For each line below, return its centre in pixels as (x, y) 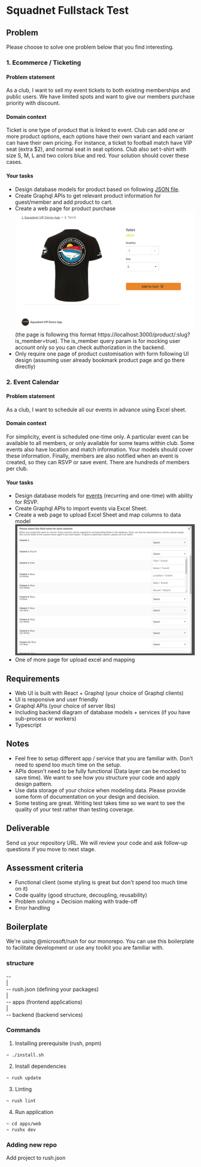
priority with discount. (33, 103)
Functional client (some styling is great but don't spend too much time (101, 882)
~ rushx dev (21, 1130)
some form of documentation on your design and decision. (87, 796)
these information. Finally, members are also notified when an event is (92, 456)
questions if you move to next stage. (51, 849)
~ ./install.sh (25, 1055)
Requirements (33, 678)
